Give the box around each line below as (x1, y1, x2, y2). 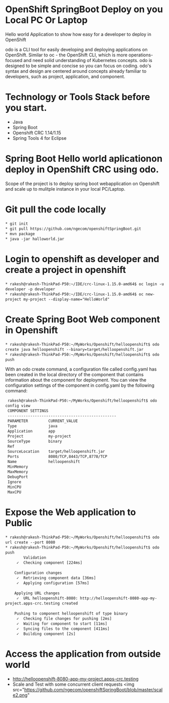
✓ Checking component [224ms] (16, 560, 82, 565)
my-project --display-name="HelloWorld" (23, 296, 110, 302)
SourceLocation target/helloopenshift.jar (7, 449, 105, 454)
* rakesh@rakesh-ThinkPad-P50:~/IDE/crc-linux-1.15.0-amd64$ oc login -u (5, 281, 164, 287)
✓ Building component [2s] (16, 631, 76, 636)
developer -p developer (5, 286, 56, 292)
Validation (23, 555, 47, 560)
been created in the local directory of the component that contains (5, 371, 144, 377)
